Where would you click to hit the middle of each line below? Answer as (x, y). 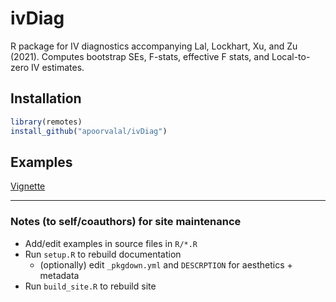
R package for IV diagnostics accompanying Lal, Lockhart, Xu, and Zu (154, 46)
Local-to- (291, 56)
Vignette (28, 186)
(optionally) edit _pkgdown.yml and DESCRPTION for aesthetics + (166, 264)
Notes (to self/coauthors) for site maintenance (126, 222)
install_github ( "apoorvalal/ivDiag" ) (89, 131)
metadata (59, 275)
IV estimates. (58, 67)
